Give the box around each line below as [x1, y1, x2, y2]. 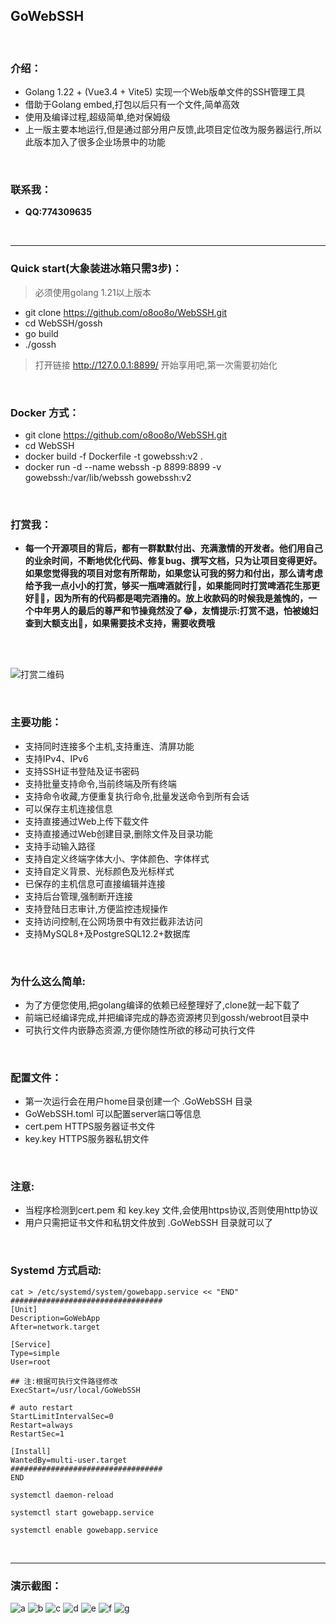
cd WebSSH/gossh [24, 317, 103, 329]
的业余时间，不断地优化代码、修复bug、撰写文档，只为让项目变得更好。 [24, 555, 323, 567]
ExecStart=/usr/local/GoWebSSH [10, 1385, 141, 1395]
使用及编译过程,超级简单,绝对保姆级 [24, 111, 171, 123]
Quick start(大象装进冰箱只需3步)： [10, 262, 183, 276]
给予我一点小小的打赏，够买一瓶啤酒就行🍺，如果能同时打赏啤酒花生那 [24, 580, 312, 592]
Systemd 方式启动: [10, 1264, 102, 1278]
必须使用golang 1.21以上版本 [34, 286, 152, 298]
